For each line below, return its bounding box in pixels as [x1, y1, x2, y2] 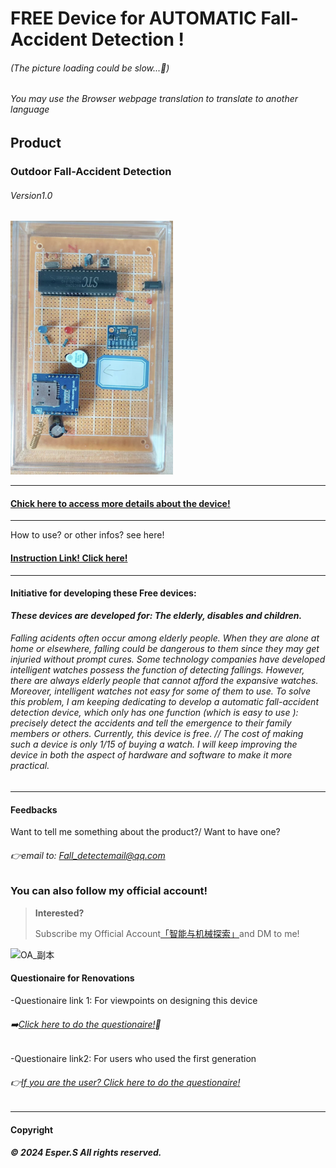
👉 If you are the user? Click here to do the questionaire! [10, 1076, 241, 1088]
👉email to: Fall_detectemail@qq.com [10, 849, 166, 861]
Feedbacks [10, 803, 58, 816]
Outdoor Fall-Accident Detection [10, 164, 172, 178]
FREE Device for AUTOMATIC [10, 7, 257, 30]
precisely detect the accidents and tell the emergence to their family [10, 717, 292, 729]
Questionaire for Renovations [10, 972, 135, 984]
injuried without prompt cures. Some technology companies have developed [10, 653, 326, 666]
